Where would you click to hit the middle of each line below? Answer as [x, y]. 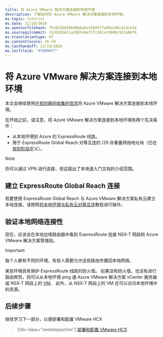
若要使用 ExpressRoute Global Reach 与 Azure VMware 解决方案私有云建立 [80, 198]
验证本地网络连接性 [34, 222]
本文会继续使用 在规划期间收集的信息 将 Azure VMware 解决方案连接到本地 [79, 103]
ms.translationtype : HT [29, 37]
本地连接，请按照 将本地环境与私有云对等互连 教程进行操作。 [65, 205]
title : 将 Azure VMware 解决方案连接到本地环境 [50, 10]
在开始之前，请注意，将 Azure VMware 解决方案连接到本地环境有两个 [75, 120]
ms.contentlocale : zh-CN [30, 42]
